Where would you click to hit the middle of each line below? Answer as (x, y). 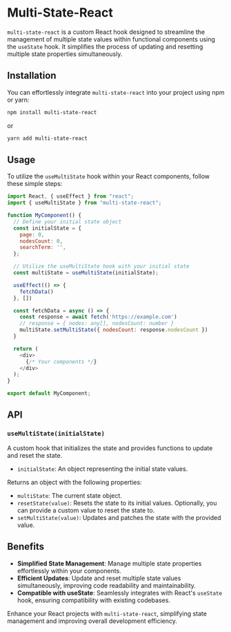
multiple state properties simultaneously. (65, 54)
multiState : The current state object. (70, 495)
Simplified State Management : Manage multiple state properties (109, 563)
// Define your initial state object (68, 222)
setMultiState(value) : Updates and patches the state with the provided (119, 517)
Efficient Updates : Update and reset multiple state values (99, 578)
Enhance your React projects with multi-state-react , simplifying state (107, 613)
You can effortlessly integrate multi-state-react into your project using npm (116, 92)
